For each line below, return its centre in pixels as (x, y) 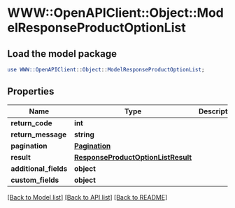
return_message (39, 134)
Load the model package (62, 54)
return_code (31, 123)
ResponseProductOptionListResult (133, 157)
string (84, 134)
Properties (31, 91)
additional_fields (39, 168)
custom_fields (35, 180)
